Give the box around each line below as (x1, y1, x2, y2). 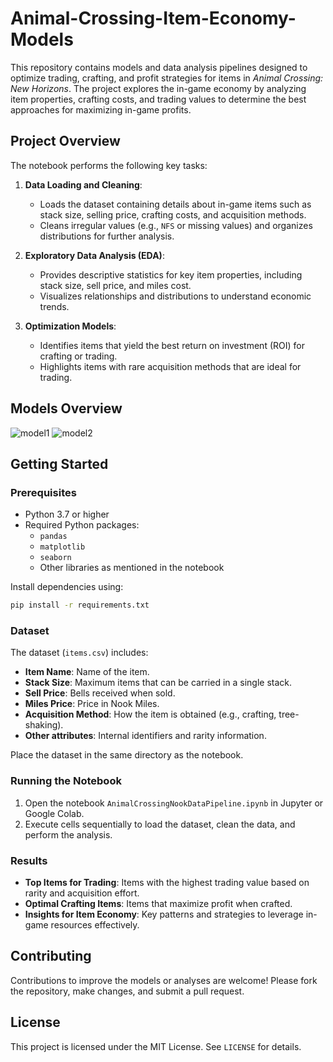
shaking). (24, 719, 64, 731)
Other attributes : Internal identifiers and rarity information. (24, 730, 267, 742)
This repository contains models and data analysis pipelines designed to (10, 61, 308, 73)
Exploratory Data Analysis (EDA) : (24, 249, 165, 261)
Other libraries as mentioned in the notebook (39, 562, 225, 574)
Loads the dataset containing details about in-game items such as (39, 198, 312, 210)
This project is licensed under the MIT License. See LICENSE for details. (10, 1040, 302, 1052)
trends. (39, 300, 70, 312)
